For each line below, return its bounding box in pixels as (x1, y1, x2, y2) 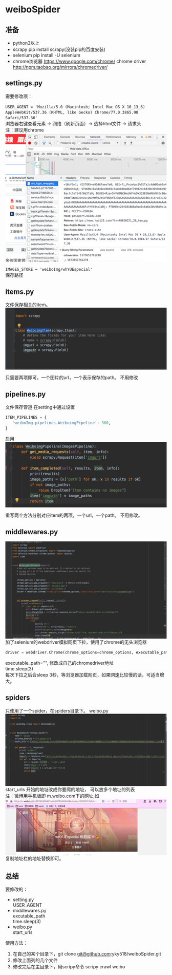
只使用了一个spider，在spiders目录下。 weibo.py (5, 707, 109, 714)
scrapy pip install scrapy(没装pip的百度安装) (12, 46, 106, 52)
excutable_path (12, 913, 46, 919)
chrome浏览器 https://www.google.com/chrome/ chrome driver (12, 58, 146, 64)
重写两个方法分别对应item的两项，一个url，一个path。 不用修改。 (5, 512, 143, 518)
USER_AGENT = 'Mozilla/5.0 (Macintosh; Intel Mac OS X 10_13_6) (5, 104, 145, 109)
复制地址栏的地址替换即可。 (5, 855, 64, 861)
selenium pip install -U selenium (12, 52, 80, 58)
